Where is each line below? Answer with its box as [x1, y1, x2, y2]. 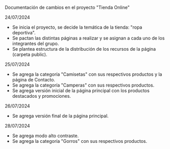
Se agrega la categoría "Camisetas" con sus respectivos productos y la [12, 71, 162, 77]
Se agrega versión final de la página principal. [12, 113, 109, 119]
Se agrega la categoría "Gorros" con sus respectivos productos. [12, 138, 148, 144]
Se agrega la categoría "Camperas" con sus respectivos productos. [12, 82, 155, 88]
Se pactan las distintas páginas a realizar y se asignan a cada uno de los [12, 35, 165, 41]
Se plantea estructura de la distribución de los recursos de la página [12, 46, 156, 52]
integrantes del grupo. [12, 40, 59, 47]
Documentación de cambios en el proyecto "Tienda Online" [5, 5, 130, 10]
